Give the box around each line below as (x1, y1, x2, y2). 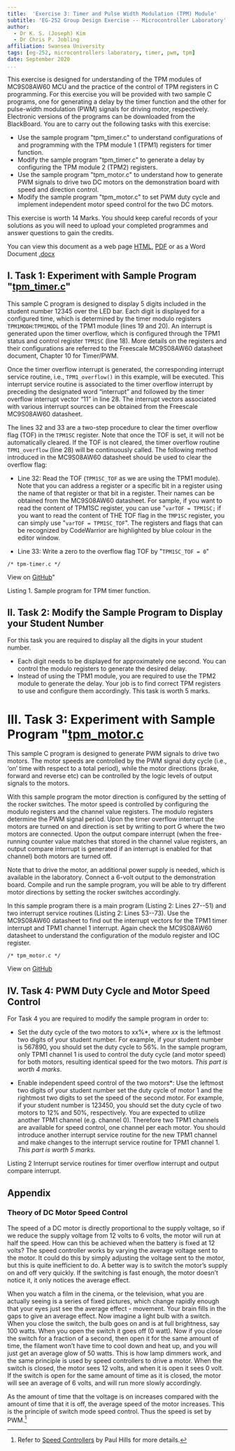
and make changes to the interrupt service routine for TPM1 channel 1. (17, 1138, 220, 1147)
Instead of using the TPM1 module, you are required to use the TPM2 (17, 672, 216, 680)
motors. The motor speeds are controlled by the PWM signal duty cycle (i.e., (7, 757, 227, 765)
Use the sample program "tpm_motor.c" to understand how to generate (17, 170, 223, 178)
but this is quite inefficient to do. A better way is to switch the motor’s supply (7, 1261, 228, 1269)
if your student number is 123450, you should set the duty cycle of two (17, 1101, 222, 1109)
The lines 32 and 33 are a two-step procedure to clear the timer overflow (7, 423, 218, 431)
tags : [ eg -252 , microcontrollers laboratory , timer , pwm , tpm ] (7, 50, 196, 57)
